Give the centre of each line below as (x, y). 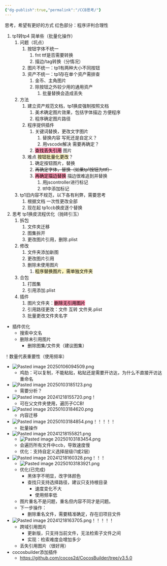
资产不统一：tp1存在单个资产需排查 (63, 74)
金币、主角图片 (51, 80)
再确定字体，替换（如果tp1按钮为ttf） (73, 169)
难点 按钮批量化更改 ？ (50, 157)
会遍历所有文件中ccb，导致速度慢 (55, 445)
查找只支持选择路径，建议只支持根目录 (67, 482)
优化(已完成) (32, 469)
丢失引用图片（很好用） (44, 546)
